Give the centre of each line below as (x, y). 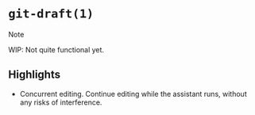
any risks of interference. (61, 102)
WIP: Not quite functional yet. (56, 49)
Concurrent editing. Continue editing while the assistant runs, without (133, 94)
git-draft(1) (51, 14)
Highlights (35, 75)
